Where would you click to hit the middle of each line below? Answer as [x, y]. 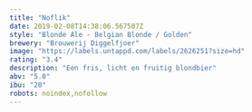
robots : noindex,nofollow [58, 93]
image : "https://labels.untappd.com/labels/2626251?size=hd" [127, 51]
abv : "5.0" [30, 77]
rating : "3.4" [36, 60]
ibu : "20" [28, 85]
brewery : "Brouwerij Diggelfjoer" [75, 43]
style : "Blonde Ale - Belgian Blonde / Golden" [101, 34]
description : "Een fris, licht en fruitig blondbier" [113, 69]
